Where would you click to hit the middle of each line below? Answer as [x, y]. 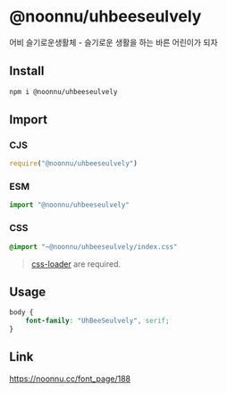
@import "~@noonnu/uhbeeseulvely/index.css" [93, 247]
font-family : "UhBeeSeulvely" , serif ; [97, 321]
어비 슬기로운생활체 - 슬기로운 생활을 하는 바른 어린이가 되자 [113, 42]
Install [27, 71]
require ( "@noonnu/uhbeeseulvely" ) [74, 164]
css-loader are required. [76, 264]
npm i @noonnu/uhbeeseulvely [63, 91]
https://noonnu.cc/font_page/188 [70, 379]
